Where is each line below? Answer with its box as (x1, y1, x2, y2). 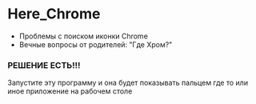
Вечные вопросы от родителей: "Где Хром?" (18, 39, 173, 49)
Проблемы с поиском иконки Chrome (18, 31, 149, 41)
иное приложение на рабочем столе (7, 86, 133, 96)
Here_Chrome (7, 5, 101, 23)
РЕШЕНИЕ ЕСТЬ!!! (7, 59, 81, 70)
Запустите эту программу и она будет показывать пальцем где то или (7, 78, 249, 88)
